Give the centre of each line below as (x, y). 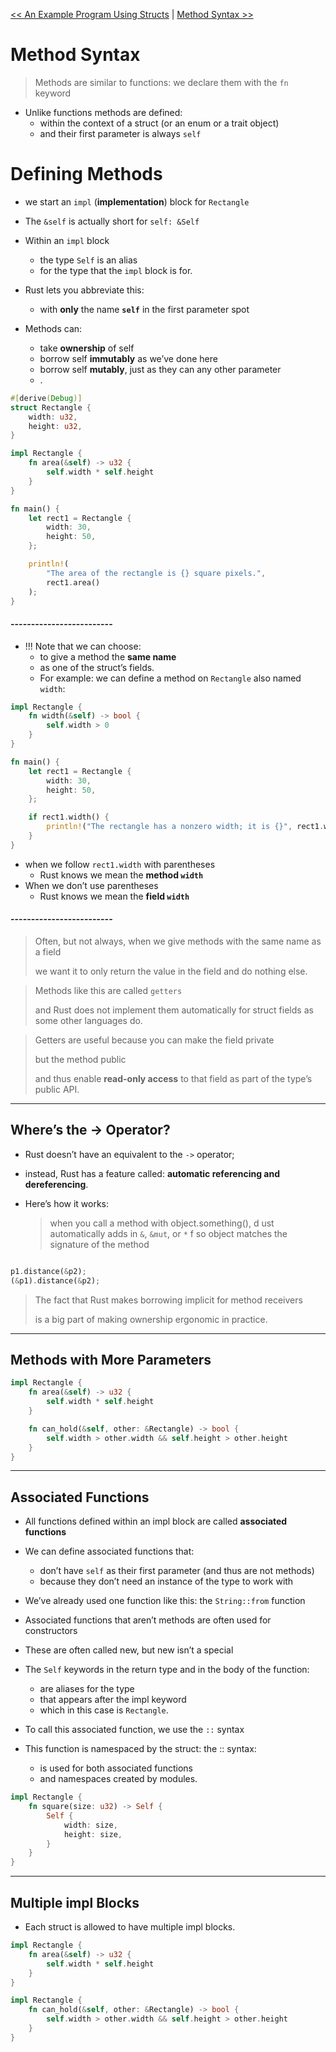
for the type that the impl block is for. (116, 270)
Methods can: (53, 328)
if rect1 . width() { (69, 817)
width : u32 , (53, 417)
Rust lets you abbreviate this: (84, 290)
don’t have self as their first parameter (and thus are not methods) (177, 1571)
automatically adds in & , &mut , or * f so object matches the (168, 1233)
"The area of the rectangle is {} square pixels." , (156, 573)
